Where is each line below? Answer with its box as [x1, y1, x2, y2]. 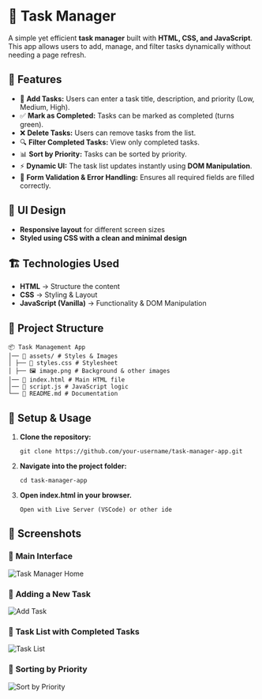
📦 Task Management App [8, 344, 86, 351]
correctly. [19, 181, 51, 190]
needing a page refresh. [8, 50, 87, 59]
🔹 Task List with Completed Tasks [8, 626, 140, 637]
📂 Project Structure [8, 321, 104, 335]
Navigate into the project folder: [19, 461, 127, 471]
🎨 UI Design [8, 204, 66, 217]
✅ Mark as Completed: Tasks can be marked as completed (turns [19, 111, 234, 120]
